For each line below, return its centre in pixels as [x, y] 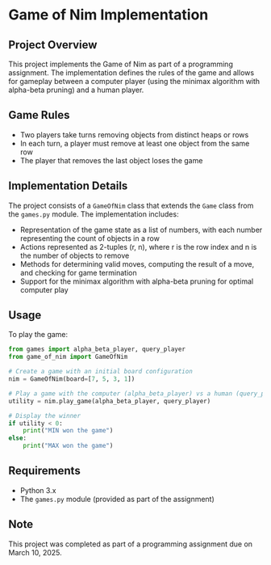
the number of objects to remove [75, 255]
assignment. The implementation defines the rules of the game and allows [131, 73]
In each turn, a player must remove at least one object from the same [135, 143]
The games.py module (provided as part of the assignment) [117, 499]
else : [17, 438]
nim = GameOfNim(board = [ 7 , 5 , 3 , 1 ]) [72, 379]
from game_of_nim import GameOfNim [68, 357]
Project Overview [53, 45]
